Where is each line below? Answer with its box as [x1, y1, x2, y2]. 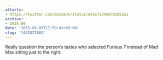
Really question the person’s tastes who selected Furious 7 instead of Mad [5, 44, 158, 50]
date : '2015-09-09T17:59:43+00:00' [5, 26, 79, 31]
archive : [5, 16, 23, 21]
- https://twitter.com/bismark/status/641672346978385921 [5, 12, 128, 17]
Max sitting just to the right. [5, 49, 61, 55]
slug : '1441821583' [5, 30, 46, 35]
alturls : [5, 7, 23, 12]
